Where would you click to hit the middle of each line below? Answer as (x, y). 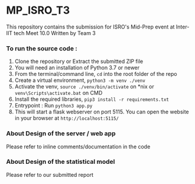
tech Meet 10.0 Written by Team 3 (55, 33)
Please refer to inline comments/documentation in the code (78, 147)
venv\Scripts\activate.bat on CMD (58, 93)
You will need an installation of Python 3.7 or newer (77, 68)
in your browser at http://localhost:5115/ (67, 118)
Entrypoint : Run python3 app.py (53, 106)
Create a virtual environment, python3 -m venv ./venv (80, 80)
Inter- (183, 27)
